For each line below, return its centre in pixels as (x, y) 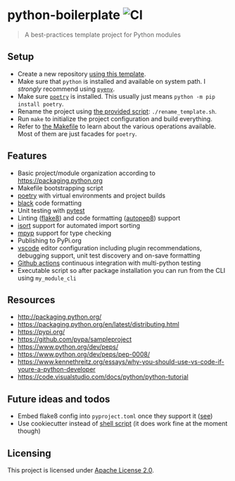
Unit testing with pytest (51, 210)
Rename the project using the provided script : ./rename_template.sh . (117, 111)
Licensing (29, 453)
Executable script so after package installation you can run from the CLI (121, 270)
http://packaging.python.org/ (59, 317)
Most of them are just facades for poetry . (77, 133)
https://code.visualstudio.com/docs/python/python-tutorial (103, 377)
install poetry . (41, 104)
